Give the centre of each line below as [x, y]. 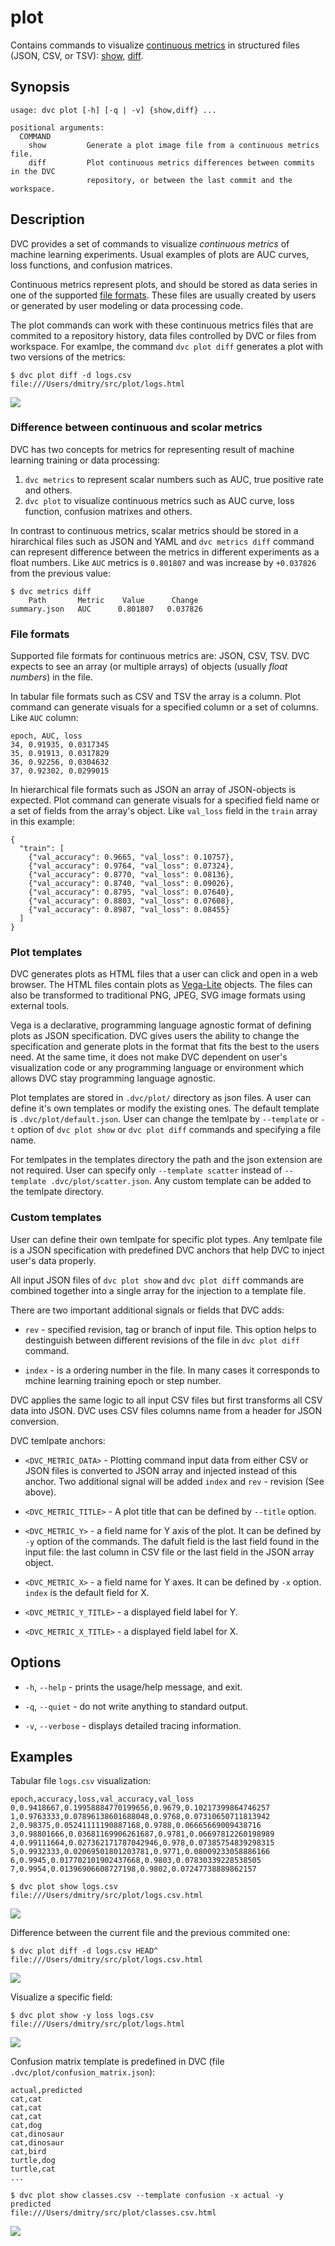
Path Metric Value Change [113, 600]
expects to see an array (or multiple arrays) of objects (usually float [149, 667]
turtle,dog [33, 2161]
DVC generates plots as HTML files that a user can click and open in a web [164, 974]
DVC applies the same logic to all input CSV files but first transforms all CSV [166, 1400]
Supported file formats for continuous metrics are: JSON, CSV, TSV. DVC [160, 656]
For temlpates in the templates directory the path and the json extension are [166, 1160]
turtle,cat [33, 2169]
